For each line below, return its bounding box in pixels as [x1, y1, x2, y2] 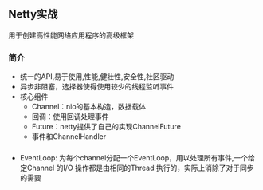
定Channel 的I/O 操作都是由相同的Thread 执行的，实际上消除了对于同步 [19, 163, 254, 173]
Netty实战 [8, 7, 58, 22]
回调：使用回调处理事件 [31, 112, 109, 121]
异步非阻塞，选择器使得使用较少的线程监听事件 [19, 82, 174, 92]
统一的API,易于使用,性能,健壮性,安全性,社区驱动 [19, 72, 175, 81]
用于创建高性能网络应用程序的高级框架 [8, 30, 134, 40]
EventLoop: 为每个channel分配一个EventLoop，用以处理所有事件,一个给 [19, 153, 255, 163]
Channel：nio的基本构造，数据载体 [31, 102, 147, 112]
